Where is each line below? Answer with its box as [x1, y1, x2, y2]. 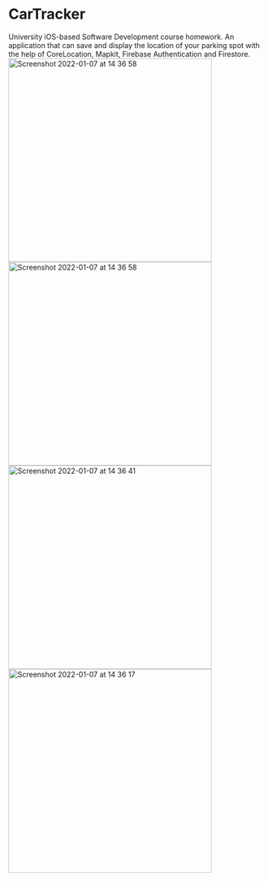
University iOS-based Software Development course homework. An [8, 32, 235, 42]
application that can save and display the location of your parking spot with [8, 40, 260, 50]
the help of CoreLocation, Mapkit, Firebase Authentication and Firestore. [8, 49, 250, 59]
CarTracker [8, 5, 86, 24]
